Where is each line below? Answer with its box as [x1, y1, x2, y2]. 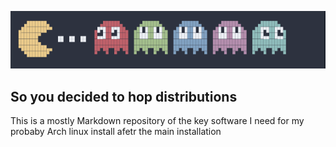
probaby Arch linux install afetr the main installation [10, 126, 222, 138]
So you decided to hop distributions [10, 88, 238, 105]
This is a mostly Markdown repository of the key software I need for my [10, 115, 305, 127]
